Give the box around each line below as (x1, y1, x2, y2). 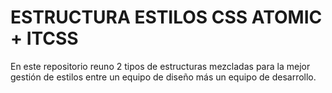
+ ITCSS (10, 27, 79, 50)
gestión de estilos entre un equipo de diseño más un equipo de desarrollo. (10, 71, 317, 83)
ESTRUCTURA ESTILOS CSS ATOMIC (10, 6, 323, 29)
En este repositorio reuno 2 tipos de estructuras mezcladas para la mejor (10, 60, 311, 72)
